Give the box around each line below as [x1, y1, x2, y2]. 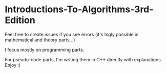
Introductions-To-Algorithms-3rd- [5, 4, 154, 15]
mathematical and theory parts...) [5, 37, 75, 43]
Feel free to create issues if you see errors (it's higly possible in [5, 31, 139, 37]
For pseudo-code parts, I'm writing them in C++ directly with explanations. [5, 56, 162, 62]
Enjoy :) [5, 62, 21, 68]
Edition [5, 14, 35, 26]
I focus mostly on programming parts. [5, 46, 85, 53]
